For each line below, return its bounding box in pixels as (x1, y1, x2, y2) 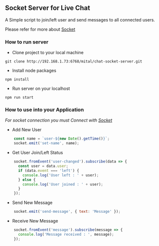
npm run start (5, 95, 34, 100)
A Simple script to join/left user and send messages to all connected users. (5, 17, 155, 22)
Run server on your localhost (12, 85, 71, 92)
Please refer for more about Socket (5, 26, 75, 32)
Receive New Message (12, 218, 58, 224)
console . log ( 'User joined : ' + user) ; (22, 182, 104, 187)
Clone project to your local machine (12, 50, 84, 56)
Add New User (12, 127, 42, 133)
